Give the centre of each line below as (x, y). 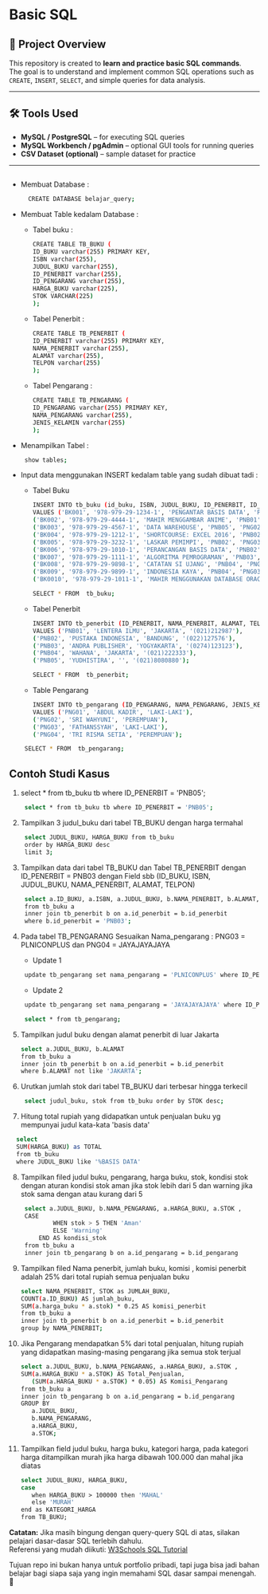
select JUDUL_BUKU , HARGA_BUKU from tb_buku (99, 838)
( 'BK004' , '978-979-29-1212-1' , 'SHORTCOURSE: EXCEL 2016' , (134, 535)
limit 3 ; (39, 852)
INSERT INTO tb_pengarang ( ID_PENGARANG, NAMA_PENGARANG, (130, 705)
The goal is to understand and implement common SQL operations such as (132, 72)
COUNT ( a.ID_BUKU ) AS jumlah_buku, (78, 1299)
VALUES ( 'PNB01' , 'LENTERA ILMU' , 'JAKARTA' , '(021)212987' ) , (138, 631)
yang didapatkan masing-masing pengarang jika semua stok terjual (130, 1352)
